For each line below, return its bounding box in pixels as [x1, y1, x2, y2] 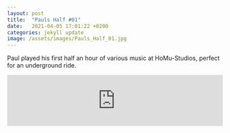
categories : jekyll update [7, 29, 84, 36]
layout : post [7, 10, 44, 17]
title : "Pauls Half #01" [7, 16, 81, 23]
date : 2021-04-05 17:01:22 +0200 [7, 23, 109, 29]
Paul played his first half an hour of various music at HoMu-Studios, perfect [7, 54, 220, 62]
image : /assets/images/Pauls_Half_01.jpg [7, 35, 127, 42]
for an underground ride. [7, 61, 77, 70]
